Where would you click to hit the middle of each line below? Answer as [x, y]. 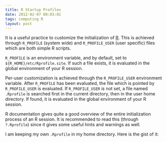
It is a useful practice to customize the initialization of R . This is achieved [80, 38]
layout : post [19, 24]
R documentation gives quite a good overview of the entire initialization [78, 114]
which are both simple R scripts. [38, 48]
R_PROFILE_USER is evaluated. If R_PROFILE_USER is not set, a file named [77, 89]
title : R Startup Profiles [33, 10]
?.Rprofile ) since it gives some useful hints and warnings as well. [73, 125]
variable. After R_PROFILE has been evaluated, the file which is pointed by [80, 83]
